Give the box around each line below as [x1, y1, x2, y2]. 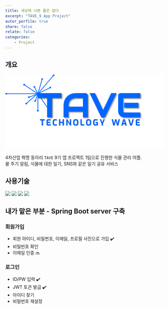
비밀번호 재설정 [12, 298, 43, 304]
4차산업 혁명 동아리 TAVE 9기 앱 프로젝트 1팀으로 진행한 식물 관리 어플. [5, 154, 142, 161]
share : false [5, 24, 33, 29]
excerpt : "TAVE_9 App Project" [5, 13, 71, 19]
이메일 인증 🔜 [12, 250, 40, 256]
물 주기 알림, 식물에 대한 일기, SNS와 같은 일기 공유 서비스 [5, 161, 119, 167]
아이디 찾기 [12, 292, 35, 298]
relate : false [5, 29, 35, 35]
